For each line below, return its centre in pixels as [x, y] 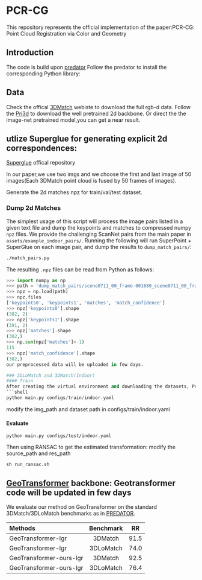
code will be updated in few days [69, 492]
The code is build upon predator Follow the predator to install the [87, 67]
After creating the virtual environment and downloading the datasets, [98, 386]
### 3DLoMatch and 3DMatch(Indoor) [51, 375]
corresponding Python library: [43, 74]
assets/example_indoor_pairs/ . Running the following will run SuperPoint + [99, 240]
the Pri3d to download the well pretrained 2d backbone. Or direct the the [96, 113]
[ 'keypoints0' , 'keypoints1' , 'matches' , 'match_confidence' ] [86, 303]
